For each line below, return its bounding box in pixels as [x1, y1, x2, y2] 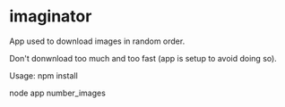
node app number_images [9, 87, 106, 98]
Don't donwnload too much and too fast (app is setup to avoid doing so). [9, 53, 278, 63]
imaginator [9, 6, 92, 27]
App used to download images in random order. [9, 36, 186, 46]
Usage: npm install [9, 70, 78, 81]
